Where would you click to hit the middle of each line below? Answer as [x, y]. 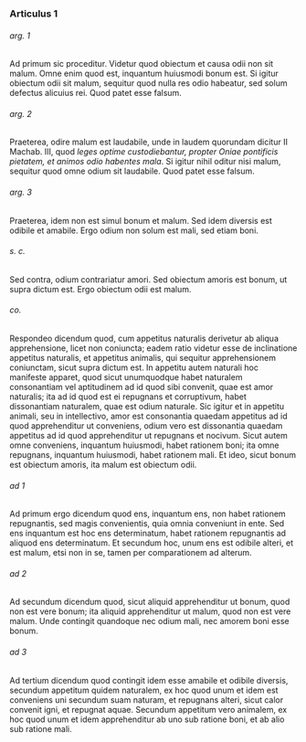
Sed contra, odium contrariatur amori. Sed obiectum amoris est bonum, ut [148, 279]
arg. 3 [21, 192]
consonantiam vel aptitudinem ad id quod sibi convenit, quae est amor [142, 387]
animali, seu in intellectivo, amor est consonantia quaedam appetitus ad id [148, 416]
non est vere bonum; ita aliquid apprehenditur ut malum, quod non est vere [150, 611]
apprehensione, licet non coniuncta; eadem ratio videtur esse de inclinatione [153, 348]
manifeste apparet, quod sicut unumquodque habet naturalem [126, 376]
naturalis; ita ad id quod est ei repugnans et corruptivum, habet [128, 397]
